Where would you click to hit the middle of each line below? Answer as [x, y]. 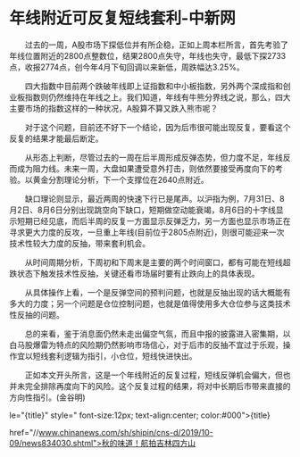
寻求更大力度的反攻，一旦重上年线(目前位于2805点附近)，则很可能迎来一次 [147, 232]
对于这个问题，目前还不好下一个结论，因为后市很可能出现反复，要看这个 [158, 127]
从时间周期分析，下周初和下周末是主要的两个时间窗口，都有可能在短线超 [158, 262]
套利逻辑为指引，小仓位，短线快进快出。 [122, 356]
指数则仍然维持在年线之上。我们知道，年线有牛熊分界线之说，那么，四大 [158, 97]
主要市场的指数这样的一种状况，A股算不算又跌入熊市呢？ [114, 108]
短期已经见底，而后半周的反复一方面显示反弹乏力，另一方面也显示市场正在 [154, 220]
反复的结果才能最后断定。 [56, 138]
